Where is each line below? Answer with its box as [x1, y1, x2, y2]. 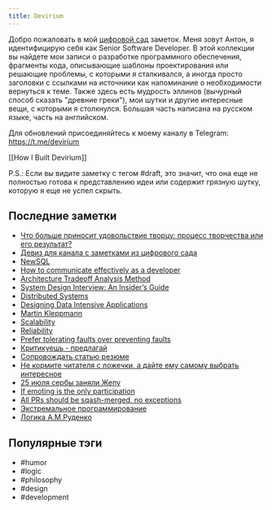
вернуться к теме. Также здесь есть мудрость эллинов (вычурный [8, 86, 242, 96]
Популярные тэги [8, 436, 103, 450]
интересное [20, 369, 63, 379]
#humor [20, 458, 47, 468]
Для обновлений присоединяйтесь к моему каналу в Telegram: [8, 128, 230, 138]
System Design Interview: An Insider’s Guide [20, 283, 169, 292]
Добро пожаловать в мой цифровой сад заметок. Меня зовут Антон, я [8, 34, 254, 44]
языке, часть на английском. [8, 112, 108, 122]
